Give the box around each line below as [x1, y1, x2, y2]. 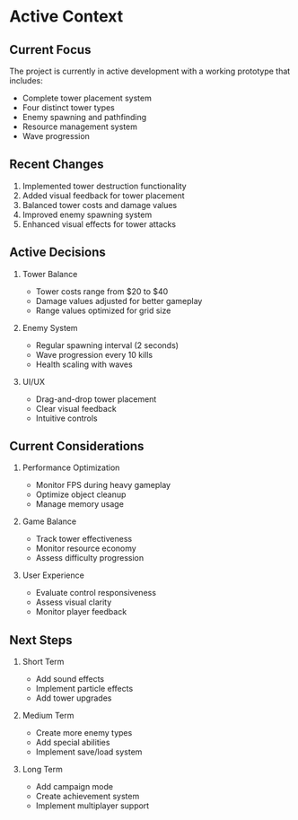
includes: [9, 75, 43, 86]
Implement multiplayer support [35, 800, 150, 811]
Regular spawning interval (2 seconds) [35, 339, 180, 351]
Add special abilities [35, 737, 110, 748]
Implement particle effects [35, 684, 134, 694]
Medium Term [22, 711, 74, 721]
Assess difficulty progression [35, 553, 145, 563]
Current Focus [9, 42, 92, 57]
